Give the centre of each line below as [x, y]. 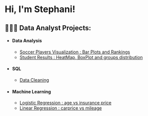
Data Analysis [27, 41]
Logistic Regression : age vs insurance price [65, 103]
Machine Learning [31, 91]
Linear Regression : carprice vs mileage [61, 108]
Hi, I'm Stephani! [40, 9]
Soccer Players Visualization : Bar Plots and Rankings [75, 52]
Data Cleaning [34, 80]
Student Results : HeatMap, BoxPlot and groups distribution [81, 57]
